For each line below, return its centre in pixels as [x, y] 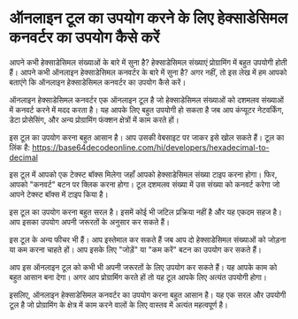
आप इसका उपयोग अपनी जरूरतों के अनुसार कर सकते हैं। [90, 222]
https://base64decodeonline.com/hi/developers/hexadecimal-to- [151, 147]
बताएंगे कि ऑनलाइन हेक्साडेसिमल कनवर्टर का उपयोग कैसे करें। [98, 82]
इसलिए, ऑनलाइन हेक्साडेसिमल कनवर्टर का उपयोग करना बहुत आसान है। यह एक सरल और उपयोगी [148, 294]
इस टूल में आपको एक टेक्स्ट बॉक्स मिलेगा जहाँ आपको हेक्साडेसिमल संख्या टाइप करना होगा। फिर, [143, 174]
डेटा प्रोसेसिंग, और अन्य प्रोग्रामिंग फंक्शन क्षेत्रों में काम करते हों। [94, 119]
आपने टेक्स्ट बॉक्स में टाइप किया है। [59, 194]
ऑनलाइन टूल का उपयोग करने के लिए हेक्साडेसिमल [149, 18]
